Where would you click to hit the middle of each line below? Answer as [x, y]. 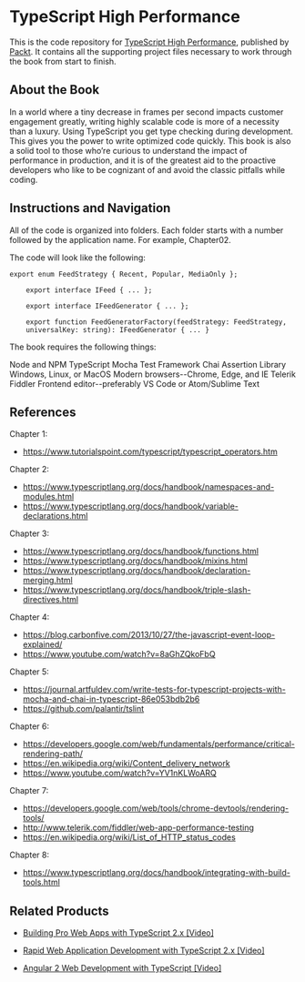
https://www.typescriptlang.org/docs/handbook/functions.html [141, 552]
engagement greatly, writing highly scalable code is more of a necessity [144, 121]
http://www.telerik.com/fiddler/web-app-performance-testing [138, 828]
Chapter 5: [30, 672]
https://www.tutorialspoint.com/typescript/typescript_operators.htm [150, 451]
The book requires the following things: [83, 347]
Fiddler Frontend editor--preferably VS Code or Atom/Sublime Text [135, 383]
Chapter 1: [29, 434]
